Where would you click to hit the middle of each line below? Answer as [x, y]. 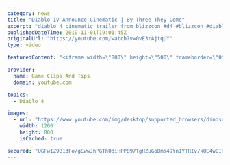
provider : [21, 70]
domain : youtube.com [42, 82]
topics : [18, 95]
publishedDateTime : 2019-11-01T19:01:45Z [67, 32]
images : [18, 113]
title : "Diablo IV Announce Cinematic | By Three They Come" [96, 20]
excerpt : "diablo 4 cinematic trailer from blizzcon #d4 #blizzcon [105, 26]
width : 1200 [36, 126]
